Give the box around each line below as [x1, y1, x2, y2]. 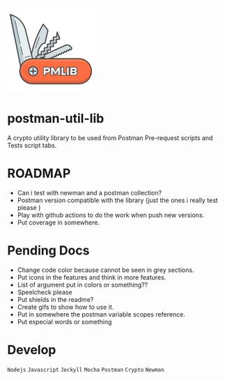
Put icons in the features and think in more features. [17, 273, 166, 281]
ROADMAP [7, 166, 71, 181]
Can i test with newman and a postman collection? [17, 188, 162, 197]
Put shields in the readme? [17, 295, 94, 303]
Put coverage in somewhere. [17, 218, 100, 227]
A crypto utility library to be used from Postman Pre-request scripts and [7, 133, 213, 142]
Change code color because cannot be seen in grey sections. [17, 266, 194, 274]
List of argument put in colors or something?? [17, 280, 148, 289]
